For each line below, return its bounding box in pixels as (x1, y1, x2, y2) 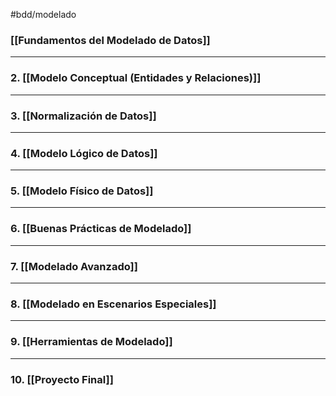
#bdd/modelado (10, 9, 77, 20)
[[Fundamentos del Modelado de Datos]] (10, 33, 211, 47)
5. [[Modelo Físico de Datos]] (10, 184, 154, 198)
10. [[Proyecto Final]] (10, 372, 114, 386)
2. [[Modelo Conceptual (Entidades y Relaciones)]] (10, 71, 262, 85)
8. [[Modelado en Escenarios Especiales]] (10, 297, 217, 311)
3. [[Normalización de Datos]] (10, 109, 157, 123)
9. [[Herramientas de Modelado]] (10, 335, 173, 349)
